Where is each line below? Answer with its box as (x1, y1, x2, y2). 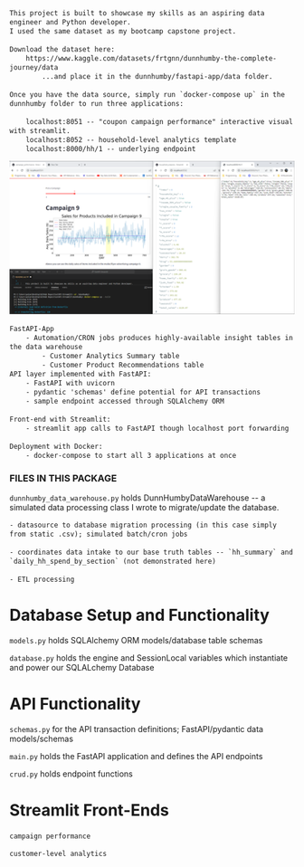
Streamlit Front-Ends (9, 800, 169, 821)
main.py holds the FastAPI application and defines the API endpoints (9, 750, 263, 761)
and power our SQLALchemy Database (9, 662, 155, 672)
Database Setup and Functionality (9, 605, 270, 625)
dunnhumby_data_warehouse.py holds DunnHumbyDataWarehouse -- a (9, 492, 266, 503)
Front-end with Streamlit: (9, 414, 111, 424)
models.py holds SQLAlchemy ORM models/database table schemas (9, 634, 263, 645)
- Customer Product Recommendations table (42, 360, 204, 369)
